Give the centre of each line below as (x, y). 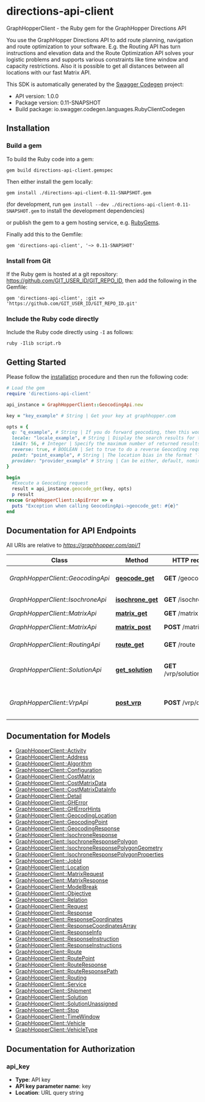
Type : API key (33, 1079)
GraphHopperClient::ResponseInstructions (68, 946)
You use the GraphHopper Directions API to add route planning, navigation (100, 40)
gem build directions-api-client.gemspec (60, 170)
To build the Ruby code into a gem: (50, 159)
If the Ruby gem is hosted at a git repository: (62, 274)
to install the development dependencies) (93, 210)
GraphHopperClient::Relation (51, 900)
